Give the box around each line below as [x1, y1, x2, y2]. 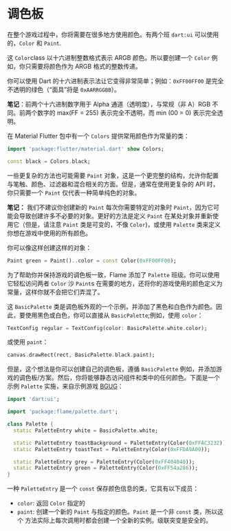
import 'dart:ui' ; [7, 396, 60, 403]
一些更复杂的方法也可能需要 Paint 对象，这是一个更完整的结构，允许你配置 [7, 171, 219, 180]
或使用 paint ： [7, 338, 49, 346]
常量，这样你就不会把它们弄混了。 [7, 288, 104, 296]
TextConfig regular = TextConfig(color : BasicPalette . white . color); [7, 325, 208, 332]
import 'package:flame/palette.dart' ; [7, 409, 118, 415]
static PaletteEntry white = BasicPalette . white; [13, 427, 158, 434]
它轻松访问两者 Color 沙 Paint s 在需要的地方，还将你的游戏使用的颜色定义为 [7, 279, 223, 288]
